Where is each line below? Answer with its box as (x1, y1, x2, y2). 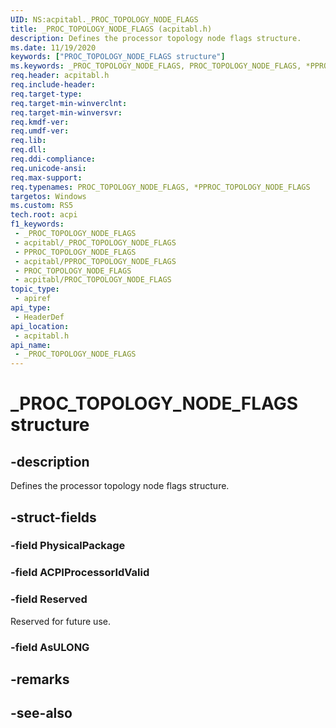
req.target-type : (10, 89, 83, 99)
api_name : (10, 340, 52, 350)
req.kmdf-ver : (10, 117, 70, 127)
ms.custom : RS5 (10, 201, 74, 211)
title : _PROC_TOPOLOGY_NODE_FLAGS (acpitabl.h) (10, 24, 213, 34)
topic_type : (10, 284, 60, 295)
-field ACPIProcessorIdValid (10, 566, 150, 580)
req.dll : (10, 145, 47, 155)
